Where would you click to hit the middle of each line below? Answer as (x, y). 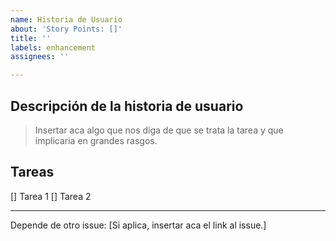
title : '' (31, 38)
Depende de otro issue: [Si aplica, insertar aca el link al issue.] (138, 225)
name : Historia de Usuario (66, 19)
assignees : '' (40, 57)
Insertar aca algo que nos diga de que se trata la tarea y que (159, 130)
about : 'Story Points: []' (66, 29)
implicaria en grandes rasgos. (96, 140)
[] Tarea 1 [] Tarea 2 (51, 196)
